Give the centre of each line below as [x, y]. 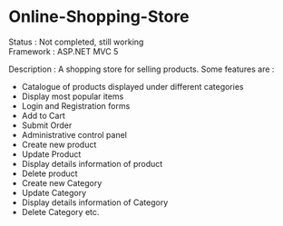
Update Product [51, 154]
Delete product [49, 173]
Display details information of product [92, 163]
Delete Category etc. [60, 211]
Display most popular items [73, 96]
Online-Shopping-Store [99, 17]
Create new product [59, 144]
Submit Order [47, 125]
